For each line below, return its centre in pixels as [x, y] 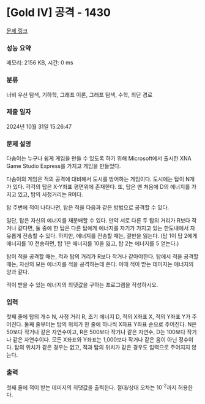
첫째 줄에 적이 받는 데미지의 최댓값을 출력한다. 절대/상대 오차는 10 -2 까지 [91, 387]
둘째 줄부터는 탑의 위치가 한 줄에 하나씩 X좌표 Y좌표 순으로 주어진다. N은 [110, 324]
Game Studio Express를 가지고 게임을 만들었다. [64, 166]
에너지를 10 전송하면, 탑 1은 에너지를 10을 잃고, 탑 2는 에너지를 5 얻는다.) [93, 243]
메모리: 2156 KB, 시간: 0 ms [40, 63]
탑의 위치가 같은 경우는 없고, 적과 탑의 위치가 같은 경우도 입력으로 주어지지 [102, 348]
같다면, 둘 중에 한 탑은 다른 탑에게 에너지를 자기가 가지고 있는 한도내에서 [103, 228]
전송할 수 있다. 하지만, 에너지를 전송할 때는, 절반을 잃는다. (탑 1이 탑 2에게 [110, 236]
